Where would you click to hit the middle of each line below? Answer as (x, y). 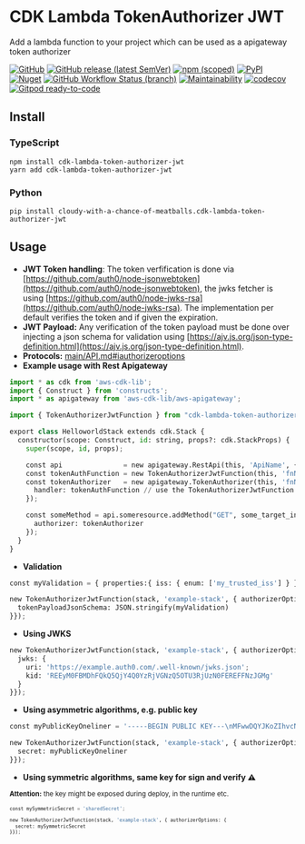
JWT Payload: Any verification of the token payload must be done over (156, 327)
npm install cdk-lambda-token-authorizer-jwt (97, 162)
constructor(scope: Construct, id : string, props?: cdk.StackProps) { (154, 441)
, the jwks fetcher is (236, 288)
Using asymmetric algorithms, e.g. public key (110, 710)
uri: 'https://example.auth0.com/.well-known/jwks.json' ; (138, 667)
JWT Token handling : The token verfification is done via (128, 269)
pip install (32, 211)
